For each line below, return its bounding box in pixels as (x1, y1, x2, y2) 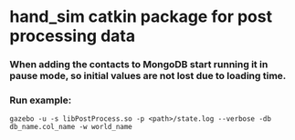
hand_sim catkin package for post (9, 6, 272, 27)
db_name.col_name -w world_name (9, 123, 132, 132)
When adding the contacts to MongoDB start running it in (9, 58, 269, 71)
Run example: (9, 94, 72, 106)
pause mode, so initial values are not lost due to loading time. (9, 70, 287, 83)
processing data (9, 25, 135, 46)
